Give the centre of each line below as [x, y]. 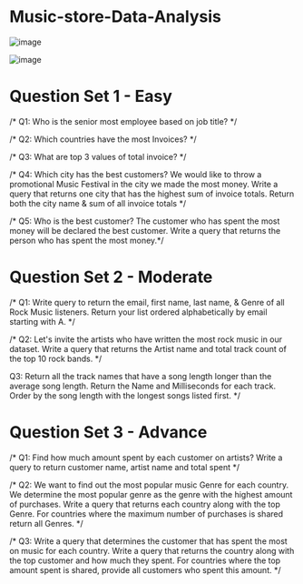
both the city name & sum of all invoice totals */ [98, 203]
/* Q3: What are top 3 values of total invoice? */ [98, 156]
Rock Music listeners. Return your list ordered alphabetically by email [138, 312]
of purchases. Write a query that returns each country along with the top [145, 504]
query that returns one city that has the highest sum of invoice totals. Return [152, 194]
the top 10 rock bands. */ [56, 358]
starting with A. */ [42, 321]
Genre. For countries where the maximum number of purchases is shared [147, 514]
